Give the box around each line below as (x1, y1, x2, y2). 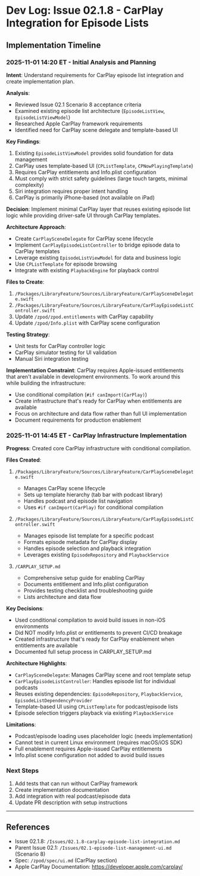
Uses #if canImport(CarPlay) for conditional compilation (23, 504, 164, 511)
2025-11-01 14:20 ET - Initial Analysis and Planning (6, 58, 157, 66)
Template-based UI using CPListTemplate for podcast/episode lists (14, 703, 179, 711)
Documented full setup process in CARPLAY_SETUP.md (14, 648, 152, 656)
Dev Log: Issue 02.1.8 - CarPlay (6, 4, 164, 17)
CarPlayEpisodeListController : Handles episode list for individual (14, 678, 176, 685)
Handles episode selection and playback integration (23, 545, 151, 552)
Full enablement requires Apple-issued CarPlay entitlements (14, 745, 162, 752)
